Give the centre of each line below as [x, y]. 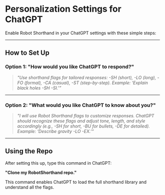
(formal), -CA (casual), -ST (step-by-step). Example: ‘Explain [86, 83]
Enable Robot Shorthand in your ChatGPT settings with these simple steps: [81, 33]
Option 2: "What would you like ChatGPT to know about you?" [81, 105]
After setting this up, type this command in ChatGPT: [58, 163]
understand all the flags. [30, 187]
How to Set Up [27, 53]
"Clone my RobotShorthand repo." [41, 173]
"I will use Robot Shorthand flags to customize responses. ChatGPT [86, 115]
